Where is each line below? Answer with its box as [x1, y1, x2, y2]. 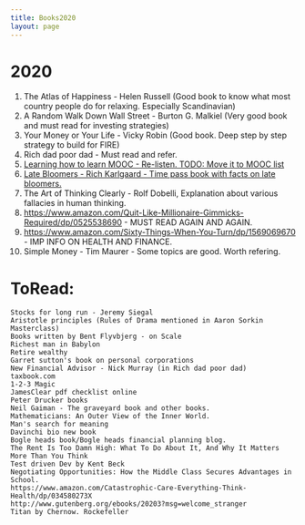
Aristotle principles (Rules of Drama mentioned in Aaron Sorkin [10, 316, 263, 325]
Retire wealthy [10, 348, 68, 357]
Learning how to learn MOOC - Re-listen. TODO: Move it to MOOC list [23, 159, 285, 170]
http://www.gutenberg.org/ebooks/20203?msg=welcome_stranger [10, 499, 248, 509]
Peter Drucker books [10, 396, 89, 406]
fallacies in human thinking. [23, 198, 127, 209]
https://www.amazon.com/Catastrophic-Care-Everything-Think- [10, 484, 248, 493]
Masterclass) [10, 324, 60, 334]
